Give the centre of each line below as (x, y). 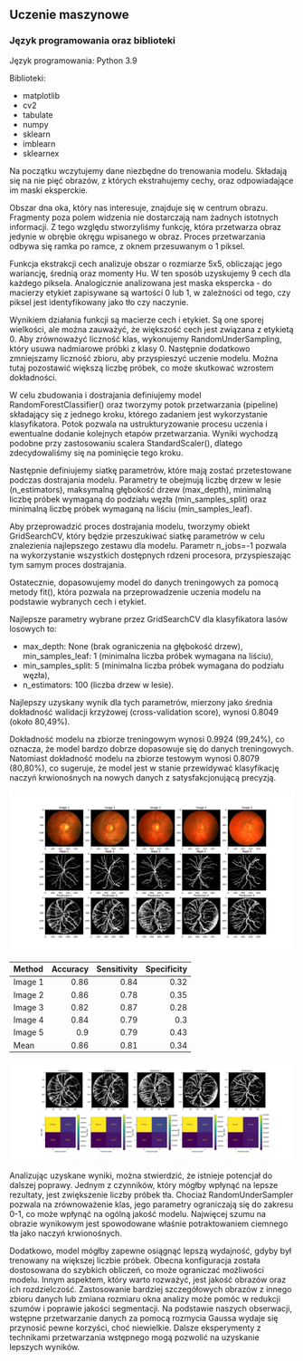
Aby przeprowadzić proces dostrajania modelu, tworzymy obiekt (130, 526)
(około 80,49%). (40, 721)
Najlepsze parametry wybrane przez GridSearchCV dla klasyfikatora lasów (148, 618)
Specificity (166, 969)
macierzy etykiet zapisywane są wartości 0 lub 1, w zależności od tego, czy (150, 292)
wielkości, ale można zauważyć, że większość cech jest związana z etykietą (151, 329)
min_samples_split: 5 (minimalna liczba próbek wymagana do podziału (153, 666)
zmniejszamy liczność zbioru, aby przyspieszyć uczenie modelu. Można (144, 358)
